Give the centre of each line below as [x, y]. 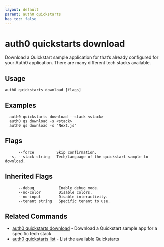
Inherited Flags [29, 177]
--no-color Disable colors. [55, 192]
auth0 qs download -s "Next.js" [43, 125]
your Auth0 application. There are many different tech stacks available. [78, 63]
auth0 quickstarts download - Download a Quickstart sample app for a [85, 228]
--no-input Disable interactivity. [63, 197]
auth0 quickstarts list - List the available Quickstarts [66, 239]
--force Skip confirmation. [58, 152]
